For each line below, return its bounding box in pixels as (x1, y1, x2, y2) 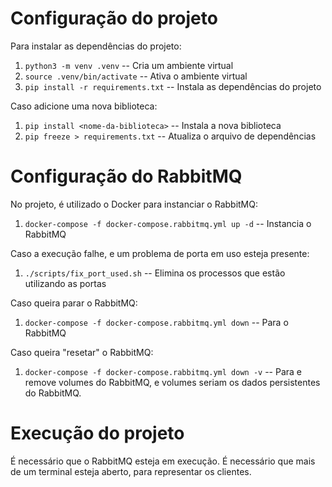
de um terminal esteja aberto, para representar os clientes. (10, 465, 252, 477)
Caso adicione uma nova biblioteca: (10, 100, 158, 112)
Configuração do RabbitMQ (10, 165, 243, 188)
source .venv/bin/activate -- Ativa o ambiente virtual (24, 70, 248, 82)
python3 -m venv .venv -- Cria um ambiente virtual (24, 59, 234, 71)
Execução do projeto (10, 422, 185, 445)
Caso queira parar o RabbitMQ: (10, 297, 138, 309)
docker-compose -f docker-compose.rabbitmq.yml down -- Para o (24, 316, 289, 328)
